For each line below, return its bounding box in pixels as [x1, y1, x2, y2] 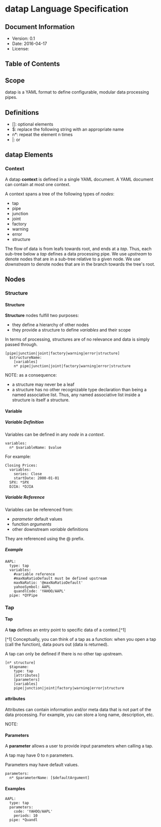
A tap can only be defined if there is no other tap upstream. [5, 651, 123, 656]
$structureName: [9, 355, 42, 360]
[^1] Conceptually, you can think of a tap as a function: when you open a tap [5, 636, 156, 642]
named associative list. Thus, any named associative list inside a [12, 392, 140, 398]
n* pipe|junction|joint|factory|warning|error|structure [14, 364, 131, 369]
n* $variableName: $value [9, 445, 62, 450]
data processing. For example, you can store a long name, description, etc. [5, 712, 154, 718]
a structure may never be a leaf [12, 382, 75, 387]
